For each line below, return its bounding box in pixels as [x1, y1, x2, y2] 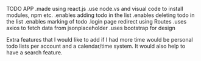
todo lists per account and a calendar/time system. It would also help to [6, 42, 186, 50]
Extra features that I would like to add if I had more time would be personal [6, 36, 193, 43]
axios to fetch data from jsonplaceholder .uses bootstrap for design [6, 24, 175, 31]
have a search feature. [6, 49, 63, 56]
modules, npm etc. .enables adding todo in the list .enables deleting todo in [6, 11, 195, 19]
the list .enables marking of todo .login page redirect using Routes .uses [6, 18, 187, 25]
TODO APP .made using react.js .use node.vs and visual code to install [6, 5, 184, 12]
